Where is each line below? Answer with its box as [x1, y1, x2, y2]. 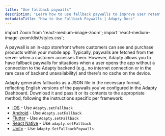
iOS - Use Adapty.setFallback [12, 105, 73, 111]
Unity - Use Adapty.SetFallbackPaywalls [12, 126, 94, 132]
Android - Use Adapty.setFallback [12, 110, 82, 116]
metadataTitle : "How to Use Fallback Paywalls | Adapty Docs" [5, 16, 135, 21]
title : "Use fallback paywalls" [5, 7, 71, 12]
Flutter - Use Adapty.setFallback [12, 115, 79, 121]
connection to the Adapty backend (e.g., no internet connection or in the [5, 65, 152, 71]
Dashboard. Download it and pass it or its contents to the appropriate [5, 90, 145, 96]
